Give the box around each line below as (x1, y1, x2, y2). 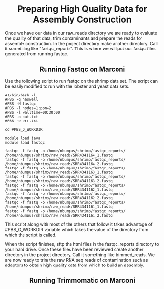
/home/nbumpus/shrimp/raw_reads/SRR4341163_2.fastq (5, 178, 113, 183)
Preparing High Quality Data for (17, 3, 148, 15)
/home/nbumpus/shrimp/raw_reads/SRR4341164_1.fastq (5, 153, 113, 158)
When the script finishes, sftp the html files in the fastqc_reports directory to (5, 241, 159, 247)
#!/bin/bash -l (5, 93, 36, 97)
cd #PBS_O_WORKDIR (5, 127, 43, 132)
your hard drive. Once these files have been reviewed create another (5, 246, 144, 252)
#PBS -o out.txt (5, 114, 38, 119)
